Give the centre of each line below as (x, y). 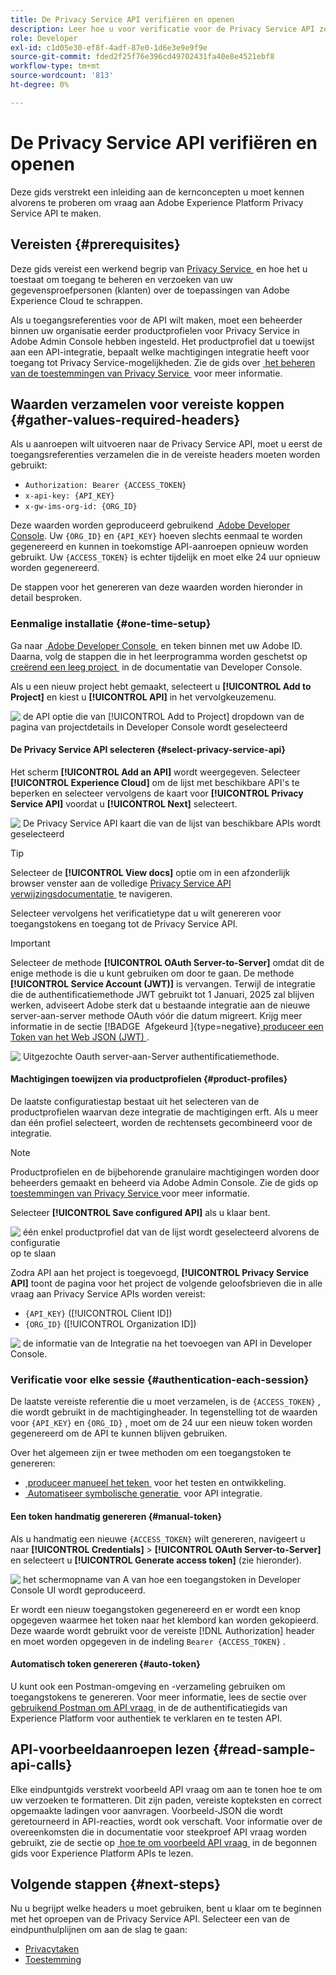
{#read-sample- (264, 1749)
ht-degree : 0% (40, 85)
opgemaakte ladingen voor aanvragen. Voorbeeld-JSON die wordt (146, 1810)
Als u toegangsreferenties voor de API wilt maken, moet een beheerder (156, 320)
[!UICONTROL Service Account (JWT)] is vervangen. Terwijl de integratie (163, 983)
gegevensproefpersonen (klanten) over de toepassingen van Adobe (150, 290)
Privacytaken (52, 1949)
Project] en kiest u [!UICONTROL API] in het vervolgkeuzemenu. (143, 697)
